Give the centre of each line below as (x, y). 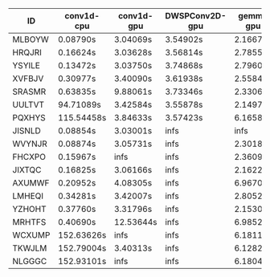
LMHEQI (28, 196)
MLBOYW (31, 39)
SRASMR (29, 92)
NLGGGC (30, 261)
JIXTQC (27, 170)
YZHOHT (29, 209)
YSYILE (26, 65)
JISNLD (27, 130)
